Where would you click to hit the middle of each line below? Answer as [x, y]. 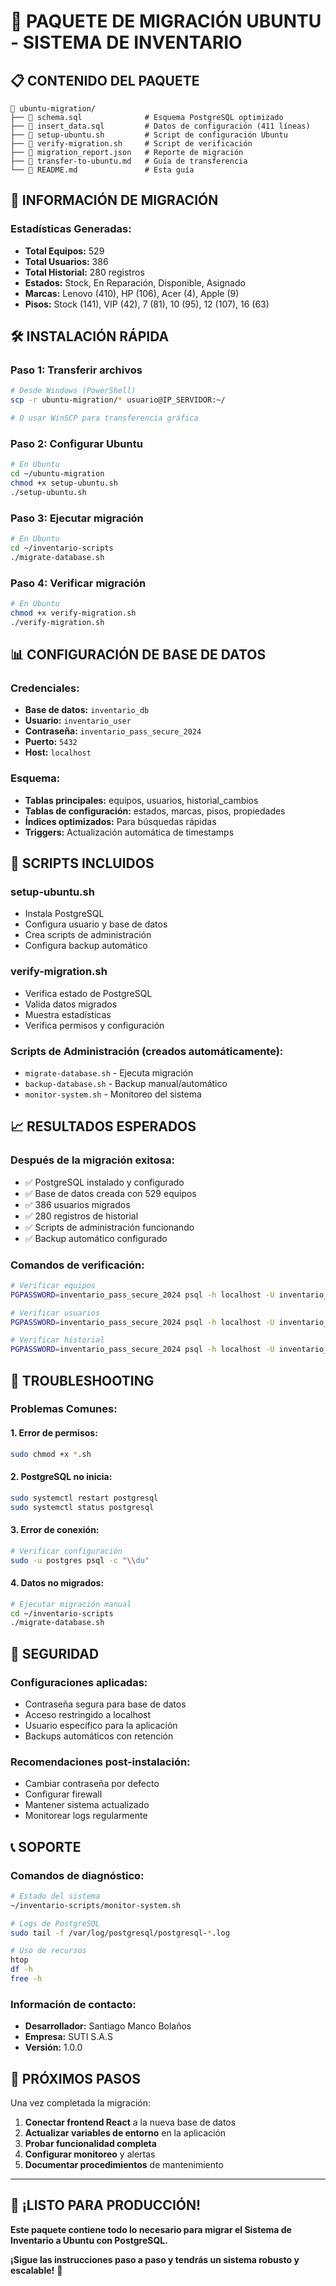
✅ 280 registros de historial [81, 1216]
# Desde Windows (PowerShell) [73, 391]
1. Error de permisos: [54, 1433]
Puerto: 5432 [51, 742]
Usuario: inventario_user [78, 721]
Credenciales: [45, 688]
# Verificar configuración [66, 1551]
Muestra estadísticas [68, 1014]
